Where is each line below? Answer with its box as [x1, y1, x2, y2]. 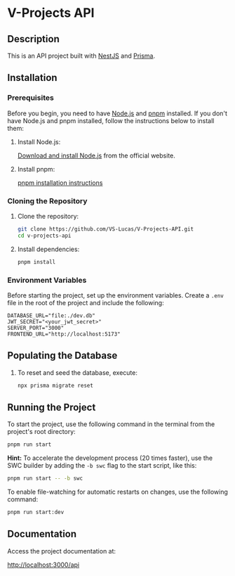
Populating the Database [7, 350, 118, 361]
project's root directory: [7, 428, 76, 436]
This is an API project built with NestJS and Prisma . [7, 51, 156, 60]
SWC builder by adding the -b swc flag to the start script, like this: [7, 461, 197, 470]
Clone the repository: [17, 212, 79, 220]
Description [7, 33, 60, 45]
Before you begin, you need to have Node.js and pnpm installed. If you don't [7, 109, 228, 117]
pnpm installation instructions [17, 178, 103, 187]
